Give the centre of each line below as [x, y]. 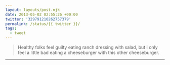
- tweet [18, 33]
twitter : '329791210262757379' [38, 19]
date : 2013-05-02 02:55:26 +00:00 [42, 14]
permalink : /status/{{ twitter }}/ [43, 24]
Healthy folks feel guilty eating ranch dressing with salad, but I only [88, 47]
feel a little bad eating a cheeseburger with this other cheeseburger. [88, 52]
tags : [11, 28]
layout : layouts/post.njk [32, 10]
